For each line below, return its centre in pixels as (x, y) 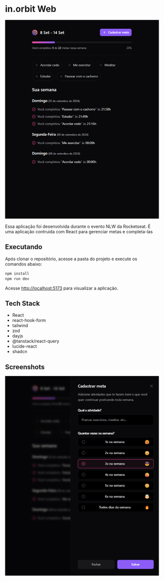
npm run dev (17, 279)
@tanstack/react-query (36, 341)
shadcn (20, 352)
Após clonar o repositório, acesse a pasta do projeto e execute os (71, 259)
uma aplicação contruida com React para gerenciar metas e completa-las (79, 232)
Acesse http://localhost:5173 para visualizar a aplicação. (62, 288)
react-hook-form (29, 320)
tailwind (20, 326)
